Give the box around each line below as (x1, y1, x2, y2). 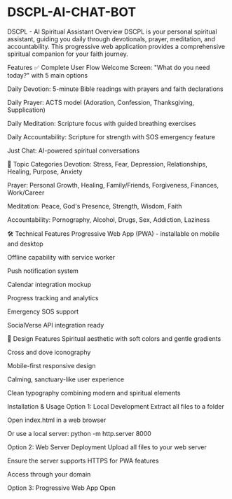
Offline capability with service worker (7, 253, 116, 261)
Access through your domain (7, 470, 91, 478)
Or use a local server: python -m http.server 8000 (7, 429, 152, 437)
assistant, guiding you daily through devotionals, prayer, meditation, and (7, 34, 215, 43)
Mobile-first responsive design (7, 361, 96, 370)
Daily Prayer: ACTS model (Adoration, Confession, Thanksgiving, (7, 98, 195, 106)
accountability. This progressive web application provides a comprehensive (7, 42, 226, 50)
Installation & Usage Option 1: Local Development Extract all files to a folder (7, 402, 224, 410)
